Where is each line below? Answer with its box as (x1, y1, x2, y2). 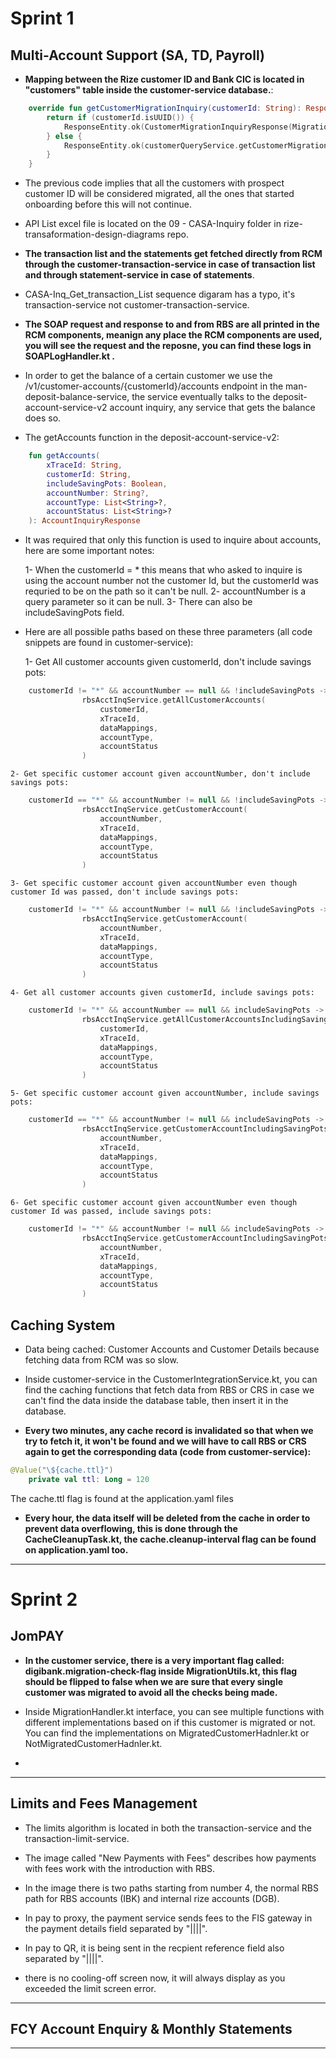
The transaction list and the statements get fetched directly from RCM (24, 248, 323, 260)
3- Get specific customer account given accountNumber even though (10, 878, 298, 889)
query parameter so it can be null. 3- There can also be (24, 596, 253, 608)
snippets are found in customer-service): (24, 637, 194, 649)
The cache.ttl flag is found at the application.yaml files (10, 1492, 234, 1504)
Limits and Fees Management (10, 1795, 198, 1812)
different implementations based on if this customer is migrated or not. (24, 1716, 316, 1728)
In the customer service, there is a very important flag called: (24, 1654, 285, 1666)
